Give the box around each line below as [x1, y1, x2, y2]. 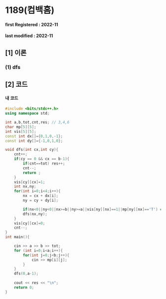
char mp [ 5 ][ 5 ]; [5, 124, 37, 129]
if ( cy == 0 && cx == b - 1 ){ [14, 157, 70, 162]
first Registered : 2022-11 [5, 21, 58, 27]
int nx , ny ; [14, 184, 37, 189]
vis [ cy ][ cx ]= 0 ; [14, 221, 45, 226]
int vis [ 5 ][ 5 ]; [5, 129, 37, 134]
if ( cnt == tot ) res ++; [23, 161, 65, 166]
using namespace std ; [5, 111, 50, 116]
